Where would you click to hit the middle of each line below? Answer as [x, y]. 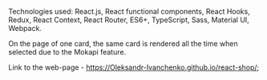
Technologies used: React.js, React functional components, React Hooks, [129, 11]
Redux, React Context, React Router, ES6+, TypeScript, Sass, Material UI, [129, 20]
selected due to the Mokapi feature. [67, 52]
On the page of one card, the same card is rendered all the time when [123, 44]
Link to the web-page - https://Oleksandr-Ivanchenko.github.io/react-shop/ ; [134, 67]
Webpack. [25, 28]
